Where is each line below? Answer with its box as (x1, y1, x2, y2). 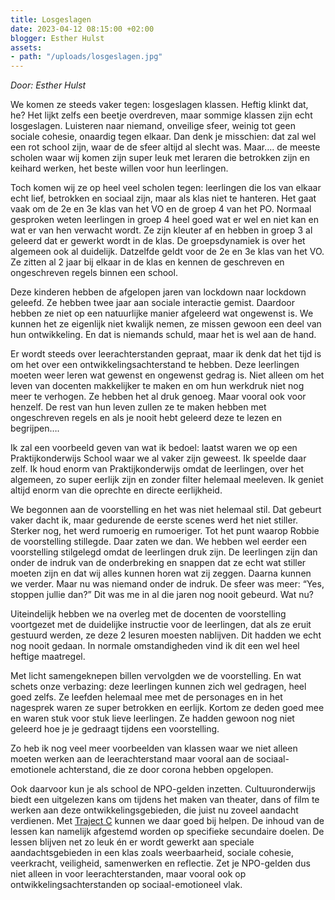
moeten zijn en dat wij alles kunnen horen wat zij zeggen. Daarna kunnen (10, 567, 312, 580)
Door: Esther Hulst (10, 79, 87, 91)
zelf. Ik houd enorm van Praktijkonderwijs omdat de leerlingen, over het (10, 463, 305, 475)
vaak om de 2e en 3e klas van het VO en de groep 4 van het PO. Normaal (10, 203, 312, 215)
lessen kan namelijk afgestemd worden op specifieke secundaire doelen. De (10, 826, 325, 838)
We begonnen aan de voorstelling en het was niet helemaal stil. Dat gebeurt (10, 504, 322, 516)
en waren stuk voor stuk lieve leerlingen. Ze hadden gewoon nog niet (10, 712, 295, 725)
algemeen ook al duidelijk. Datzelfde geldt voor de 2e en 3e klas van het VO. (10, 246, 325, 258)
